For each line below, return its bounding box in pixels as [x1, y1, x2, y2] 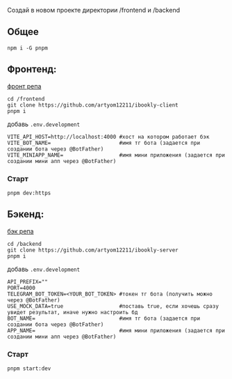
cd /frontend [7, 95, 45, 102]
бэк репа [7, 226, 34, 235]
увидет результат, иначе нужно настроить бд [7, 309, 138, 316]
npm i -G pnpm [7, 45, 49, 52]
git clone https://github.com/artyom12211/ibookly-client [7, 101, 179, 109]
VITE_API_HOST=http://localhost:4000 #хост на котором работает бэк [7, 133, 210, 140]
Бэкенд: [7, 208, 44, 220]
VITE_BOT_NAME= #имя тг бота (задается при [7, 139, 200, 146]
